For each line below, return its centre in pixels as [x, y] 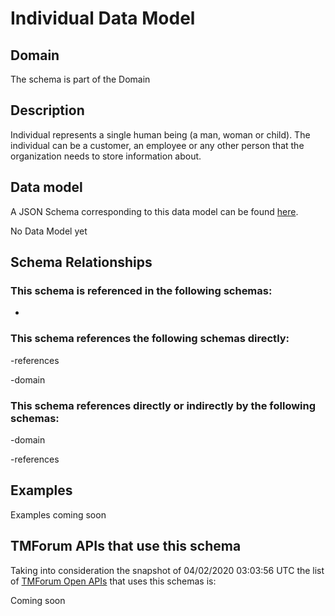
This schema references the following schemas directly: [150, 339]
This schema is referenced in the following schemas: [141, 290]
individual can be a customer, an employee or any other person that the [157, 145]
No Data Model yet [49, 231]
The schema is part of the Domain [80, 79]
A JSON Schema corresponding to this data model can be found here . [154, 211]
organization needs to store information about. [106, 156]
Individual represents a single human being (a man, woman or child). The [160, 134]
